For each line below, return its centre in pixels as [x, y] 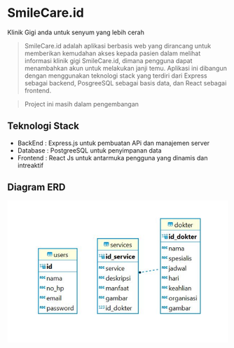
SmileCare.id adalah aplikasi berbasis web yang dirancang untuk [118, 46]
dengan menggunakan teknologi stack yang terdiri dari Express [116, 76]
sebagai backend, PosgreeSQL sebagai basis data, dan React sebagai [125, 83]
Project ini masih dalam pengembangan [81, 104]
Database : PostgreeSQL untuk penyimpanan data [90, 150]
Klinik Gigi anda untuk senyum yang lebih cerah [76, 32]
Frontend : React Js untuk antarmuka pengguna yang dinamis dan [112, 158]
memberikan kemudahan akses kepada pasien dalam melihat [112, 53]
